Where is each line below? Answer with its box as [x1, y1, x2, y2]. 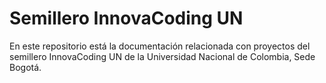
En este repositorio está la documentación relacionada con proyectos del [9, 40, 311, 52]
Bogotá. [9, 61, 42, 73]
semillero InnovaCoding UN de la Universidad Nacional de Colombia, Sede [9, 50, 316, 62]
